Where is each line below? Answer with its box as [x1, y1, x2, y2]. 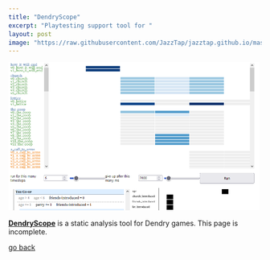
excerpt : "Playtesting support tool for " [8, 21, 153, 30]
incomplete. [8, 227, 48, 237]
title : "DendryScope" [8, 13, 81, 21]
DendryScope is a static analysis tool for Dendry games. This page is [8, 218, 239, 229]
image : [8, 39, 31, 47]
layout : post [8, 30, 52, 38]
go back [8, 242, 36, 253]
